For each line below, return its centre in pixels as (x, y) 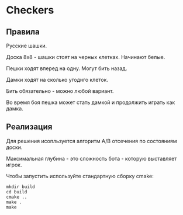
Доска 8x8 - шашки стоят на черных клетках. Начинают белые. (86, 57)
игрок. (14, 165)
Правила (23, 32)
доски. (14, 147)
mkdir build (20, 187)
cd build (17, 192)
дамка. (15, 108)
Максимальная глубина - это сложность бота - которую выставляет (91, 158)
